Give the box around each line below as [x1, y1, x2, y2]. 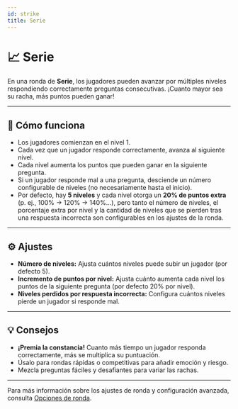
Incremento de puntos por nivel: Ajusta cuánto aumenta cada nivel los [17, 274, 225, 284]
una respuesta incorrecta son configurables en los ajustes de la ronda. [17, 213, 224, 222]
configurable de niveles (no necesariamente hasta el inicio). [17, 184, 193, 192]
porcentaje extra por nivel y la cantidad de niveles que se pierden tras [17, 206, 222, 215]
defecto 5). [17, 267, 50, 276]
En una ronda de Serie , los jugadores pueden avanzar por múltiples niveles [7, 77, 227, 86]
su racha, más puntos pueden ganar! [7, 92, 115, 101]
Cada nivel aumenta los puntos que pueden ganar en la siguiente [17, 161, 208, 169]
